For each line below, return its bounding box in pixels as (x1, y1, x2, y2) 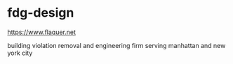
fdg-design (7, 5, 74, 21)
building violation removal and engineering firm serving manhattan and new (7, 41, 226, 49)
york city (7, 49, 33, 57)
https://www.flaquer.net (7, 28, 76, 36)
